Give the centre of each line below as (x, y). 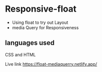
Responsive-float (41, 9)
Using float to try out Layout (40, 22)
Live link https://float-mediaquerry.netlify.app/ (51, 64)
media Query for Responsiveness (45, 27)
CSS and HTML (20, 54)
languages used (30, 43)
